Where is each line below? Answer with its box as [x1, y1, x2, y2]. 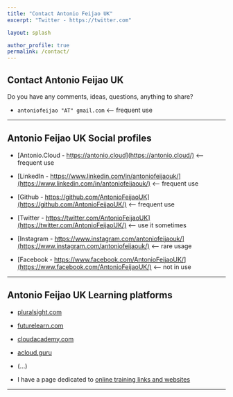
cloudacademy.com [17, 334, 74, 343]
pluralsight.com [17, 307, 62, 316]
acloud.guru [17, 348, 52, 357]
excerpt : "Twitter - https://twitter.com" [7, 17, 132, 24]
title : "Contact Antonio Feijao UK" [7, 10, 113, 17]
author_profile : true [7, 42, 70, 49]
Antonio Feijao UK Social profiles [7, 133, 152, 145]
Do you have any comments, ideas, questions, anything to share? [7, 92, 193, 101]
